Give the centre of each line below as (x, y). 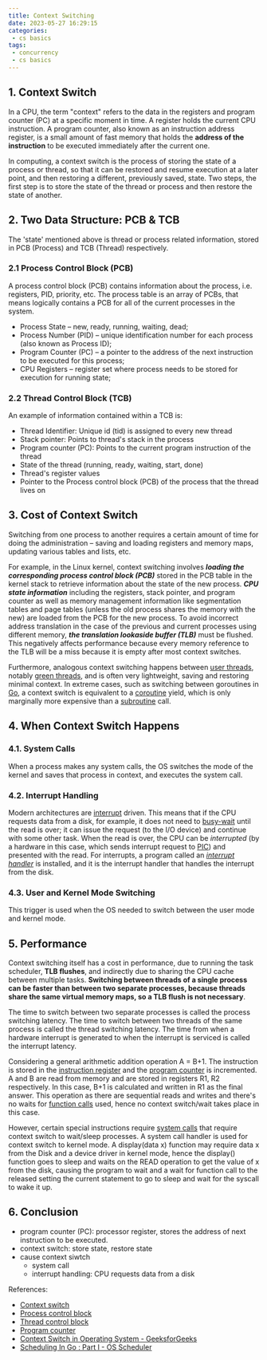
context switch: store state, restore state (86, 1248)
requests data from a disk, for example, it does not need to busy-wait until (130, 821)
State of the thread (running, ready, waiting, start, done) (112, 465)
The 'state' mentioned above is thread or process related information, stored (133, 239)
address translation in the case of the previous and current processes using (133, 626)
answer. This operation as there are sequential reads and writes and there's (132, 1095)
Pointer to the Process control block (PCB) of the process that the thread (139, 482)
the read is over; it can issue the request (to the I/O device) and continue (128, 830)
